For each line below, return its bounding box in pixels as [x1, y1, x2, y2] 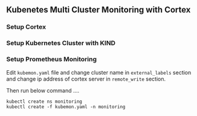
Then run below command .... [6, 87, 80, 94]
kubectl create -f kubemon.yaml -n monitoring [6, 103, 126, 110]
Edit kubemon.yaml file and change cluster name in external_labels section [6, 69, 192, 76]
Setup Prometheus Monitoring [6, 55, 97, 64]
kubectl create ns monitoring [6, 99, 83, 105]
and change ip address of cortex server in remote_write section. [6, 75, 166, 82]
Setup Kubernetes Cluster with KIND [6, 39, 116, 47]
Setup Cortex [6, 23, 47, 31]
